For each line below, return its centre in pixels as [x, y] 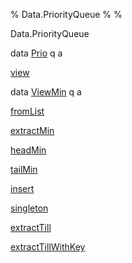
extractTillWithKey [48, 247]
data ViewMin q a [46, 92]
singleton [29, 208]
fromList [27, 111]
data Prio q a [36, 53]
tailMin [24, 169]
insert [22, 188]
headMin [28, 150]
